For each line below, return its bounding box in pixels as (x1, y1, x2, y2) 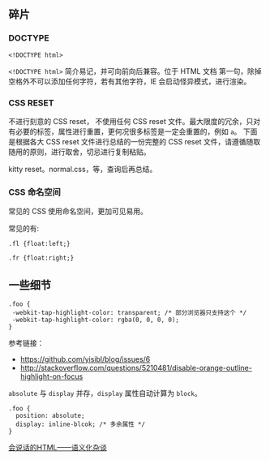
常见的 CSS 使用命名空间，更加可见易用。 (8, 206, 148, 217)
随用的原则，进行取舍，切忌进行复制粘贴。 (8, 147, 151, 157)
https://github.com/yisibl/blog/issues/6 (19, 355, 151, 364)
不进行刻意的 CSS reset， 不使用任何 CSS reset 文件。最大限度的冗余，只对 (8, 116, 261, 126)
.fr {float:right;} (8, 254, 75, 262)
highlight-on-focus (19, 372, 84, 381)
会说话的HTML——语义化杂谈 (8, 443, 108, 453)
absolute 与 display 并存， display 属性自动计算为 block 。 (8, 389, 203, 398)
